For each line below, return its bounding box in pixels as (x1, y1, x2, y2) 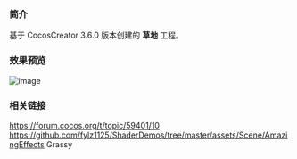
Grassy (45, 138, 73, 149)
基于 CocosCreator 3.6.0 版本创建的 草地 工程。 (9, 29, 185, 41)
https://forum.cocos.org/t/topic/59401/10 (9, 120, 161, 130)
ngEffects (9, 138, 45, 149)
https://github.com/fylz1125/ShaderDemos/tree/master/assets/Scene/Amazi (9, 130, 288, 140)
